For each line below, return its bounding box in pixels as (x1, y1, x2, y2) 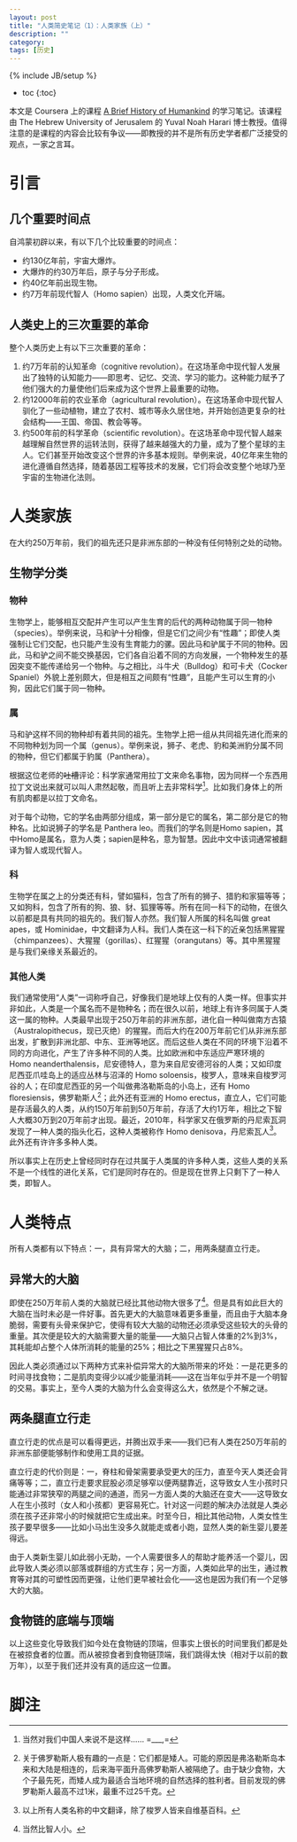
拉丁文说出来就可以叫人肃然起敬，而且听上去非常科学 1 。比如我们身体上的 (9, 779, 276, 792)
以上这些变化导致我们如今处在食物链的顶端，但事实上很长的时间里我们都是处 (9, 1638, 288, 1649)
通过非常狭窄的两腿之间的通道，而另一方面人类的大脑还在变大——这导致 (16, 1488, 280, 1499)
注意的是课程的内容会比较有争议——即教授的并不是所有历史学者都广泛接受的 (9, 128, 288, 138)
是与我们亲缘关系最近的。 (9, 946, 103, 956)
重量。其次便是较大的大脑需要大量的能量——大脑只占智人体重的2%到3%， (9, 1331, 282, 1341)
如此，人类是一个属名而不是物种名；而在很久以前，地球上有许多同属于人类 (16, 1003, 288, 1014)
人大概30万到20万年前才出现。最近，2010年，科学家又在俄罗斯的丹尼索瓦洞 (9, 1114, 286, 1125)
